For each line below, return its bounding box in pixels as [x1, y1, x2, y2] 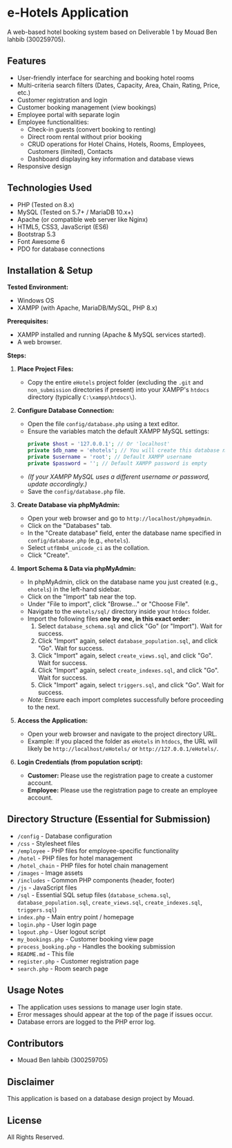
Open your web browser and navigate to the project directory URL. [27, 730, 217, 738]
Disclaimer [7, 1076, 55, 1088]
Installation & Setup [7, 265, 93, 276]
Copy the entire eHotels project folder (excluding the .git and [27, 378, 204, 387]
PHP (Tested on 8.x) [17, 200, 75, 209]
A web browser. [17, 338, 62, 346]
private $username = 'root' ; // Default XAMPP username [27, 454, 192, 461]
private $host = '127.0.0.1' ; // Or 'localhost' [27, 441, 171, 448]
